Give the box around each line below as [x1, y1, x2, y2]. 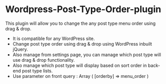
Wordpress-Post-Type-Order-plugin [5, 4, 161, 15]
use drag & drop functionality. [12, 57, 75, 63]
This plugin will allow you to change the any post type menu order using [5, 20, 156, 26]
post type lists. [22, 67, 53, 74]
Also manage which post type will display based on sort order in [12, 62, 147, 68]
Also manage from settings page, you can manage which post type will [12, 52, 161, 58]
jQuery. [12, 46, 28, 52]
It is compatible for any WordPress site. [12, 35, 95, 41]
